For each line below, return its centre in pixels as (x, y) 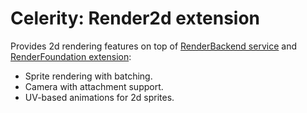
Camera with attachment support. (94, 86)
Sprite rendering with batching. (88, 76)
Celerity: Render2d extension (135, 18)
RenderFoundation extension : (71, 56)
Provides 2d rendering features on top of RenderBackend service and (153, 46)
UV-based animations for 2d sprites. (99, 97)
